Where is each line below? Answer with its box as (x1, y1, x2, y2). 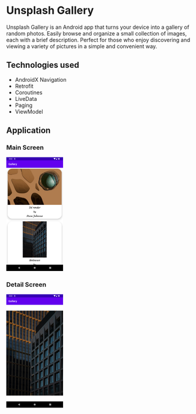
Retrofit (14, 82, 34, 90)
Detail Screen (6, 280, 47, 288)
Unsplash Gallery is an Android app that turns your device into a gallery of (6, 23, 189, 31)
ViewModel (14, 108, 43, 115)
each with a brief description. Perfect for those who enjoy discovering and (6, 36, 191, 43)
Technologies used (6, 60, 79, 70)
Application (6, 126, 51, 136)
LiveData (14, 95, 37, 102)
